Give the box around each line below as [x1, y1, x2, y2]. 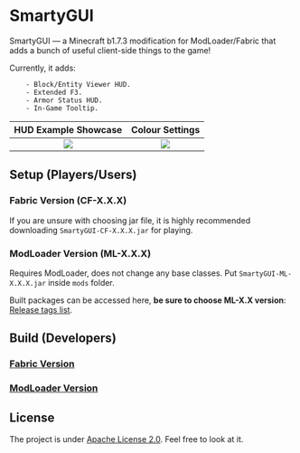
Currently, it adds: [9, 62, 77, 73]
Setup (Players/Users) [9, 167, 137, 183]
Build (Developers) [9, 331, 117, 346]
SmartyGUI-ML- [239, 269, 292, 278]
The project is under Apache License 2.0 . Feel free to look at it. [9, 433, 244, 444]
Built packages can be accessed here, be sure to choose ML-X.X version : [9, 295, 286, 306]
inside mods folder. [48, 277, 115, 288]
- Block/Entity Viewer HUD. [25, 80, 131, 89]
